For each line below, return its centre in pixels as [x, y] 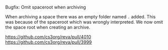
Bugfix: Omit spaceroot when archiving [46, 7]
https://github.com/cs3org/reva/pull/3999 [49, 42]
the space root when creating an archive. [48, 27]
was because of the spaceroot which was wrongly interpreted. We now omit [84, 22]
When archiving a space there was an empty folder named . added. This [80, 17]
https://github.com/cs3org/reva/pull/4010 [48, 37]
